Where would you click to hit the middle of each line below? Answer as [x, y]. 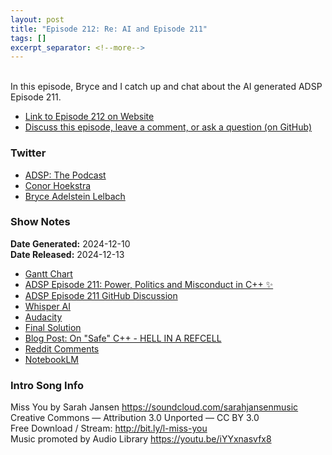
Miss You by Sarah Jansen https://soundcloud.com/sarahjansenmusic [154, 407]
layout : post [37, 19]
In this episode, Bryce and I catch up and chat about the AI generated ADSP [166, 87]
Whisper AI [48, 306]
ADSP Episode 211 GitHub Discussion [101, 295]
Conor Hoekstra [58, 185]
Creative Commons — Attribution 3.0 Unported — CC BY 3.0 [135, 418]
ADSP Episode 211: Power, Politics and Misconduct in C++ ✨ [149, 284]
